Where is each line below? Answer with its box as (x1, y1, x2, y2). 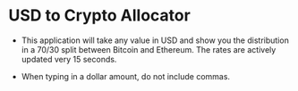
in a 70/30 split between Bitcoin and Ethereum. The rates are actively (21, 44, 277, 54)
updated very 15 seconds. (21, 54, 117, 64)
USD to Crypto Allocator (8, 5, 192, 26)
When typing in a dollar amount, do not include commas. (21, 70, 230, 81)
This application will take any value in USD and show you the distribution (21, 35, 290, 45)
